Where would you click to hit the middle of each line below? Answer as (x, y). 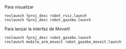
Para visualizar (19, 7)
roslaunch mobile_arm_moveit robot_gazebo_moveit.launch (63, 42)
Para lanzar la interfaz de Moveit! (37, 29)
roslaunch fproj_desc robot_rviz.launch (46, 16)
